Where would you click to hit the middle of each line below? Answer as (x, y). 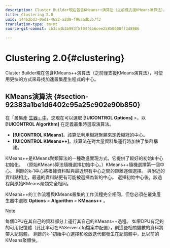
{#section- (71, 97)
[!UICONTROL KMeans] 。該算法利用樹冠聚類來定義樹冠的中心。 (80, 135)
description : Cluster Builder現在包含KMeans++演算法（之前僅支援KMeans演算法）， (86, 10)
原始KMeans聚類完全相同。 (43, 183)
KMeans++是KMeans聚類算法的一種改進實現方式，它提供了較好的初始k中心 (84, 158)
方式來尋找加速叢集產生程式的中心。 (61, 79)
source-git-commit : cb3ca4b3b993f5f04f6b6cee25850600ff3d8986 (72, 29)
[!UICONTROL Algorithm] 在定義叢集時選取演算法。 (60, 124)
